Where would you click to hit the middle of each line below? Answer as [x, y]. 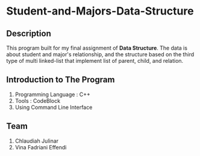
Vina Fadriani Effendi [41, 147]
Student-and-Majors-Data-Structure [100, 11]
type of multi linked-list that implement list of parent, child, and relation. [95, 61]
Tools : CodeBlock [38, 100]
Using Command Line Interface [54, 107]
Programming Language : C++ [52, 94]
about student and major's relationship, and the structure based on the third [100, 54]
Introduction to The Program [61, 80]
